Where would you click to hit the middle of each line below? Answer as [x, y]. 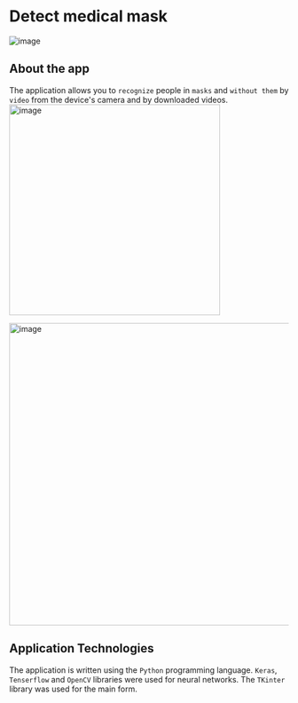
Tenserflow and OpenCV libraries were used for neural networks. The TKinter [147, 679]
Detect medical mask [89, 16]
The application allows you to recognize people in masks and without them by [149, 90]
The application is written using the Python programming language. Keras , [143, 670]
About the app [50, 69]
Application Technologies [82, 648]
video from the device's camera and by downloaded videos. [119, 99]
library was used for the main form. [73, 689]
